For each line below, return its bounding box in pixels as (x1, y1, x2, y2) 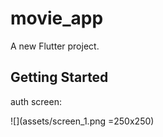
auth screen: (10, 95, 62, 107)
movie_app (10, 7, 104, 30)
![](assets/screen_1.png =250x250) (10, 115, 155, 127)
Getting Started (10, 69, 109, 86)
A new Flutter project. (10, 40, 100, 52)
